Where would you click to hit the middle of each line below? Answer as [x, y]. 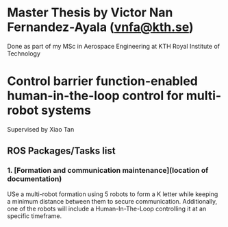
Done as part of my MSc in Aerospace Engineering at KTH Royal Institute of [114, 46]
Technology [24, 53]
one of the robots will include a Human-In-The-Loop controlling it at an [107, 208]
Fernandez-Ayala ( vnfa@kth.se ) [100, 27]
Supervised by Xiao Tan [41, 129]
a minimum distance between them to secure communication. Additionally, [112, 201]
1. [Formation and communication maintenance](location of [108, 171]
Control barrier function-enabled [103, 81]
